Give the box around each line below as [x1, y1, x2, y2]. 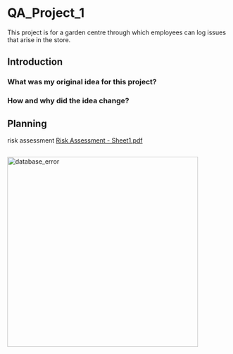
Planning [7, 117, 47, 129]
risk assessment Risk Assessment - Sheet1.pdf [7, 136, 143, 145]
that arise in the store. [7, 35, 71, 44]
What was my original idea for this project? [7, 77, 157, 87]
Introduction [7, 56, 63, 68]
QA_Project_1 [7, 5, 85, 21]
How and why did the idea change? [7, 96, 130, 106]
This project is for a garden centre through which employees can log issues [7, 28, 227, 37]
